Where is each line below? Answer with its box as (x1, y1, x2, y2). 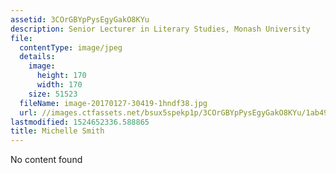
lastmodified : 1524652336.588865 (10, 117, 150, 127)
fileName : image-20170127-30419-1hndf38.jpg (19, 98, 208, 108)
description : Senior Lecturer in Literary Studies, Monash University (10, 24, 311, 34)
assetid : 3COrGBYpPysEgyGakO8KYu (10, 14, 150, 25)
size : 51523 (28, 89, 78, 99)
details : (19, 52, 56, 62)
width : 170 (36, 80, 83, 90)
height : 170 (36, 71, 87, 81)
